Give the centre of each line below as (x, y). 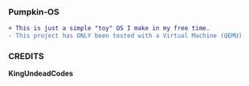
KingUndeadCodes (41, 73)
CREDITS (26, 56)
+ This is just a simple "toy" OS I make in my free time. (109, 29)
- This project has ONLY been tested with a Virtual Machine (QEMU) (125, 36)
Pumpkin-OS (34, 12)
